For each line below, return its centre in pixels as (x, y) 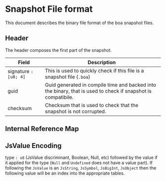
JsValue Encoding (33, 146)
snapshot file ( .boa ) (68, 76)
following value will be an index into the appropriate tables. (65, 173)
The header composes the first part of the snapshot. (59, 50)
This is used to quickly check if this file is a (95, 71)
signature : (21, 71)
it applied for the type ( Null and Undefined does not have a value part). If (79, 163)
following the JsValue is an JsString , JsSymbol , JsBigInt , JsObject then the (81, 168)
